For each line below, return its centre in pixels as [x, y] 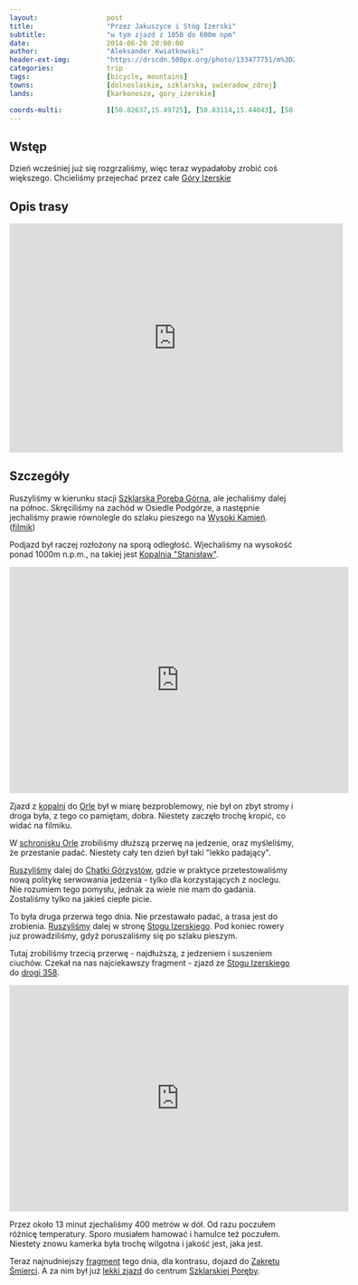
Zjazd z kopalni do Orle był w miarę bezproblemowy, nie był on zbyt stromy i [151, 806]
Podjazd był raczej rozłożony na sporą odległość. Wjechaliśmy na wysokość [151, 544]
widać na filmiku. [41, 825]
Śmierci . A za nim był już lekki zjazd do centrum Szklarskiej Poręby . [135, 1271]
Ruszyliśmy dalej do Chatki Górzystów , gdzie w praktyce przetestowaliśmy [148, 869]
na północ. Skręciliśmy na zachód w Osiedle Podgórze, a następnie [135, 507]
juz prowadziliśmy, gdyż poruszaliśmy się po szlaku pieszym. [123, 935]
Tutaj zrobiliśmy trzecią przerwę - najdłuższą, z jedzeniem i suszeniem [141, 953]
